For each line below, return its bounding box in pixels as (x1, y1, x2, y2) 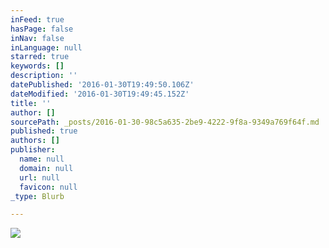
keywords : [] (10, 61, 65, 71)
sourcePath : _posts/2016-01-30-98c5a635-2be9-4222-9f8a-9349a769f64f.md (10, 117, 320, 127)
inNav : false (10, 33, 65, 43)
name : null (19, 154, 65, 164)
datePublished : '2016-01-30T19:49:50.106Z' (10, 80, 195, 90)
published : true (10, 126, 78, 136)
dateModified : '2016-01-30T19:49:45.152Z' (10, 89, 190, 99)
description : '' (10, 71, 78, 81)
